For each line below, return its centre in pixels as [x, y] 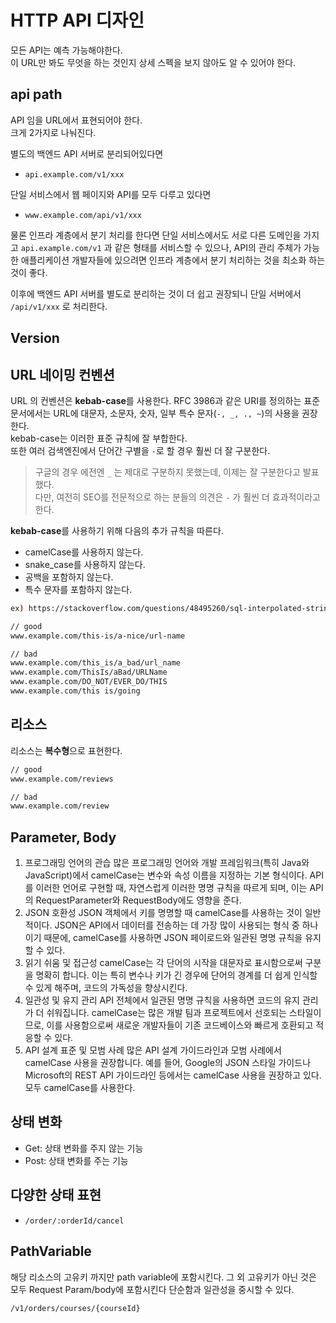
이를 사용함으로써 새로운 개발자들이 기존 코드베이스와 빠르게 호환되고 [180, 1025]
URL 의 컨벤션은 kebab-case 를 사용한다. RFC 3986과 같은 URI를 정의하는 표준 [165, 400]
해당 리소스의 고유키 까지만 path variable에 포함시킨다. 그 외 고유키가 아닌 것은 [163, 1277]
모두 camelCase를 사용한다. [80, 1088]
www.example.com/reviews [62, 779]
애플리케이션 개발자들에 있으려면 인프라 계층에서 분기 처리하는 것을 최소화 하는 [173, 260]
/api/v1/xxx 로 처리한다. [59, 306]
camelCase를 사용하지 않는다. [84, 552]
